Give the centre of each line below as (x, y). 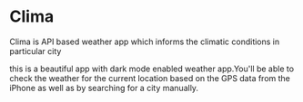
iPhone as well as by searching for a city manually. (104, 88)
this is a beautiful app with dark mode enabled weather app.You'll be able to (151, 69)
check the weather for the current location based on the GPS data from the (150, 78)
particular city (35, 51)
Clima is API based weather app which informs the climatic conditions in (145, 42)
